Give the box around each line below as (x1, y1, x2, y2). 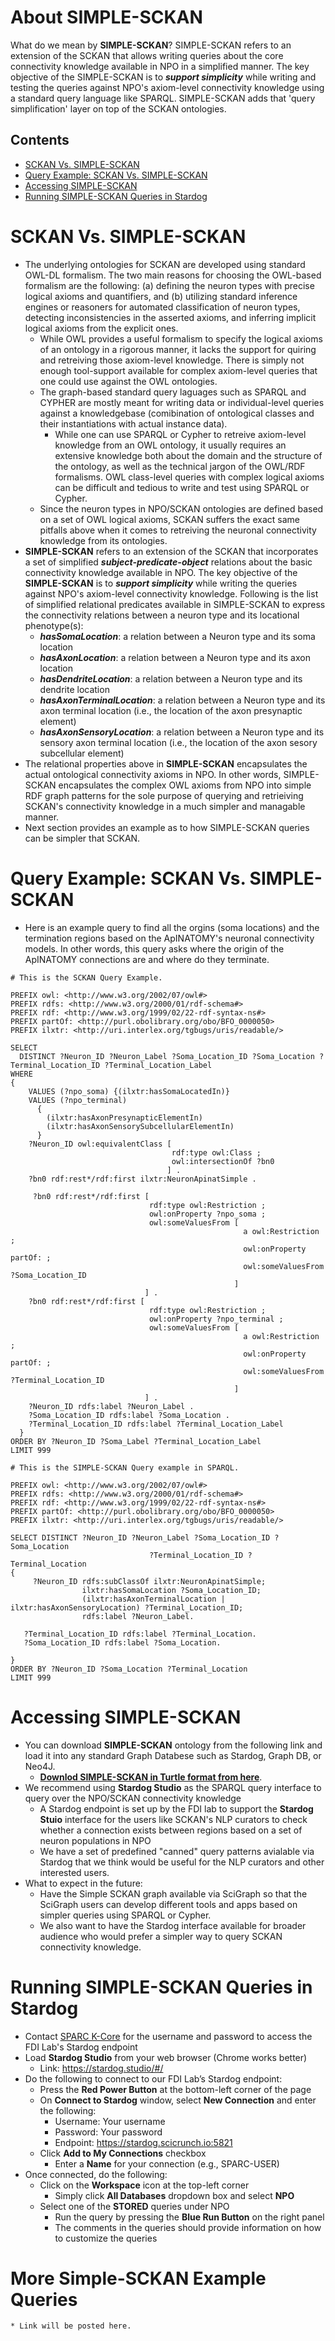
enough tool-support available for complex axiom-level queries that (39, 364, 318, 376)
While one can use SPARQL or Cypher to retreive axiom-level (54, 428, 307, 440)
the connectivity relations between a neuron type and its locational (24, 609, 300, 621)
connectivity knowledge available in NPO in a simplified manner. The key (10, 60, 310, 72)
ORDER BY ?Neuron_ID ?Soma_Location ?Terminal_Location (10, 1664, 248, 1674)
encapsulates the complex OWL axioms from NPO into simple (58, 779, 312, 791)
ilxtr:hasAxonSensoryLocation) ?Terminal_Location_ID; (10, 1602, 244, 1613)
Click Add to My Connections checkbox (39, 2147, 207, 2159)
